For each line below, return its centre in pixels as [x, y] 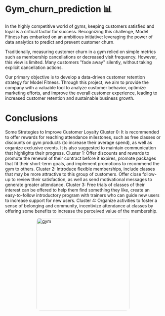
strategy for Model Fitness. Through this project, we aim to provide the [77, 82]
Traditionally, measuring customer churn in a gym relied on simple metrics [81, 52]
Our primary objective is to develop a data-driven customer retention [75, 77]
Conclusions [32, 118]
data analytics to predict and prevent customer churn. [60, 42]
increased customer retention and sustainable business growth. [70, 98]
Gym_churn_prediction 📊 [59, 9]
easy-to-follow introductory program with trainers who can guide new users [82, 195]
